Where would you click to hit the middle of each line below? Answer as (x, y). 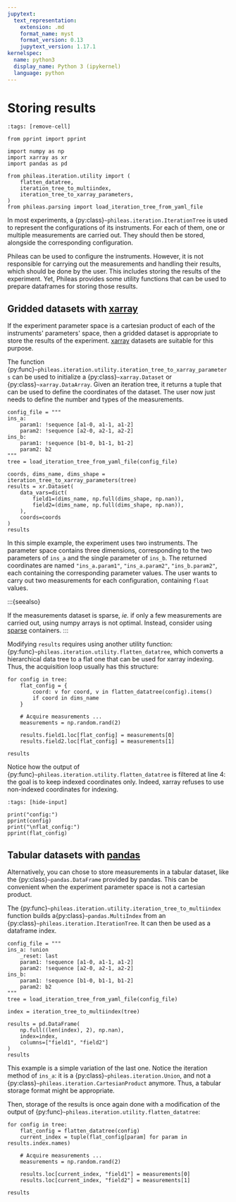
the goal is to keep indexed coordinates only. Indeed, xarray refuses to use (116, 782)
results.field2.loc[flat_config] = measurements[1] (97, 742)
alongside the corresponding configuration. (70, 243)
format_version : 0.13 (51, 40)
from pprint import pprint (47, 139)
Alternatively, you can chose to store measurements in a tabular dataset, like (118, 872)
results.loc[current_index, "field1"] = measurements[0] (105, 1174)
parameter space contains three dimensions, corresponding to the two (110, 550)
